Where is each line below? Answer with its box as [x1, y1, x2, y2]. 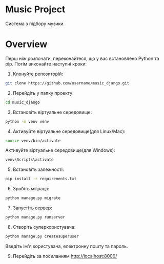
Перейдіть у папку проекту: [12, 90, 74, 96]
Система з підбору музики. [5, 20, 65, 27]
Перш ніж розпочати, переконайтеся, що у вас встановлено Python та [5, 55, 159, 61]
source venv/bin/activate [5, 138, 60, 143]
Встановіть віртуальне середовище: [12, 109, 92, 115]
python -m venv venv [5, 119, 50, 124]
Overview [5, 38, 48, 50]
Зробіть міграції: [12, 186, 50, 192]
